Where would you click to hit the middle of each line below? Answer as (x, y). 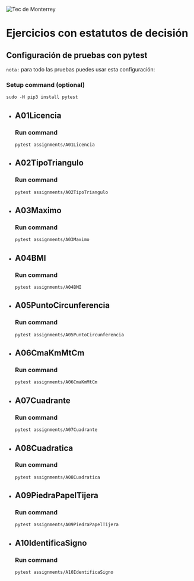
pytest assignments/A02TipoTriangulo (61, 192)
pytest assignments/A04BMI (48, 288)
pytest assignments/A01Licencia (55, 145)
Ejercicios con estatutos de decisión (97, 33)
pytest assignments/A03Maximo (52, 240)
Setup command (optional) (45, 85)
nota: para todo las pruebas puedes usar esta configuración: (81, 69)
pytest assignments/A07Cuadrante (56, 430)
